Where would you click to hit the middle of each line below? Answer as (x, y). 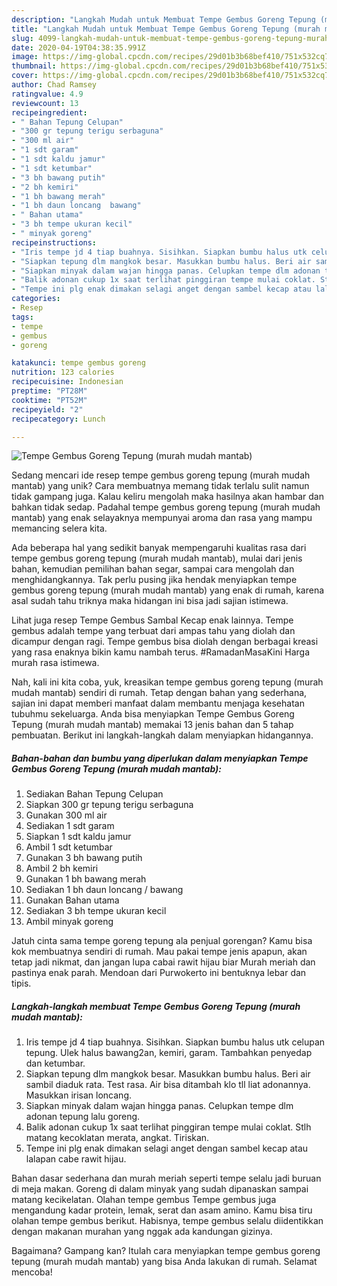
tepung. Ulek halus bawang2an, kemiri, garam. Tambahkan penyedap (169, 1053)
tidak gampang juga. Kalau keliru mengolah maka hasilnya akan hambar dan (167, 497)
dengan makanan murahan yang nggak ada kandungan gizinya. (142, 1232)
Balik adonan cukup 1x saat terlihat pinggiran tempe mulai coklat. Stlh (168, 1127)
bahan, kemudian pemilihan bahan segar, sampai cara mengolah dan (153, 569)
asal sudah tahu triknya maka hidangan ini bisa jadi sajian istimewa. (150, 601)
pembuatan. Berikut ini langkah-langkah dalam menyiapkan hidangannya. (162, 735)
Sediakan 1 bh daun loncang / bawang (104, 890)
